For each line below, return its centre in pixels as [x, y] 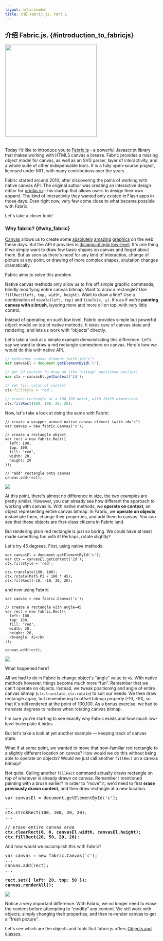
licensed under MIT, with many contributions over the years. [65, 171]
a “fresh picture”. [22, 919]
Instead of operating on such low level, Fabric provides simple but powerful [81, 320]
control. [13, 310]
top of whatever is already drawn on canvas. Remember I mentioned [73, 778]
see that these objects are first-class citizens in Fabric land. [65, 522]
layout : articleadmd [26, 10]
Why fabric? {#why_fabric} [38, 229]
